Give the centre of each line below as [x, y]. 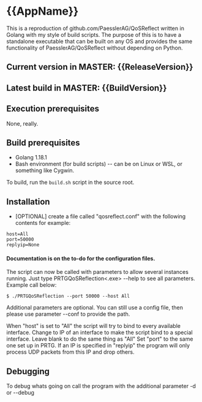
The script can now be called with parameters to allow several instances [97, 272]
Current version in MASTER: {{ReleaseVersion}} [100, 67]
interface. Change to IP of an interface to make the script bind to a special [99, 333]
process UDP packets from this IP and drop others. [70, 352]
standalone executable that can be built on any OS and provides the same [99, 41]
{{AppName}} [43, 11]
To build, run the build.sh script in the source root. [70, 183]
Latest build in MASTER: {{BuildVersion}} [87, 88]
